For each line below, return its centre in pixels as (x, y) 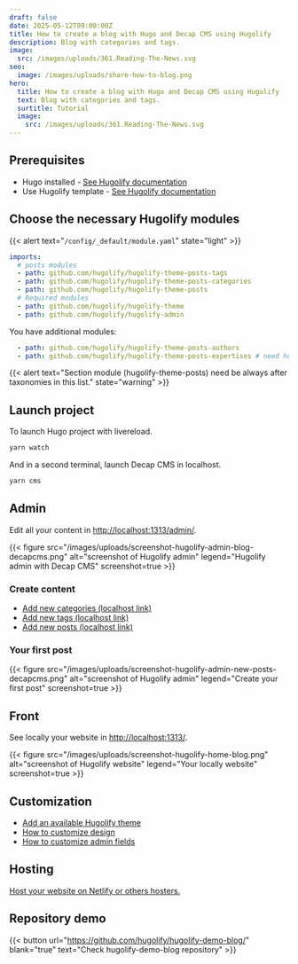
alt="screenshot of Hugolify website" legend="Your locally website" (133, 764)
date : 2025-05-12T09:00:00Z (61, 26)
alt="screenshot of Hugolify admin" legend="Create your (174, 678)
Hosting (32, 870)
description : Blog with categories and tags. (94, 42)
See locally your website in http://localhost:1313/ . (98, 738)
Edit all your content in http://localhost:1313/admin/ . (103, 529)
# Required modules (53, 298)
